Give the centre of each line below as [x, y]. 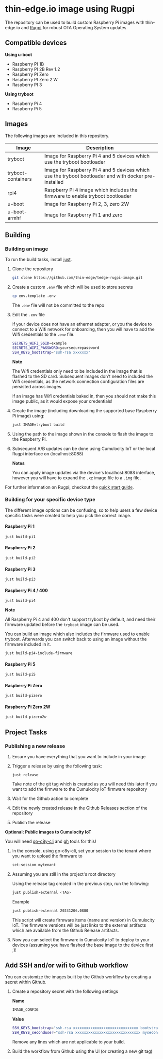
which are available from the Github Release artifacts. [65, 930]
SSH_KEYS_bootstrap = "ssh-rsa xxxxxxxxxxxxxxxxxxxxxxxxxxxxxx [75, 1028]
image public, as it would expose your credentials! [62, 401]
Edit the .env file [28, 315]
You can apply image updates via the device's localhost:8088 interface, [84, 472]
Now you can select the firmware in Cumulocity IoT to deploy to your [81, 939]
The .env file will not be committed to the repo [58, 305]
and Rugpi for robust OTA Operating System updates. [74, 27]
